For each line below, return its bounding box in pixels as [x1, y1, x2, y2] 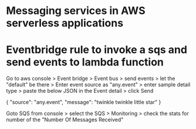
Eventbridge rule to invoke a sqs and [6, 43, 188, 57]
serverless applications [6, 16, 124, 30]
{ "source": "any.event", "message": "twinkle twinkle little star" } [6, 99, 161, 106]
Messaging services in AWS [6, 4, 146, 18]
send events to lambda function [6, 55, 164, 69]
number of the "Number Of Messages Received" [6, 116, 124, 123]
